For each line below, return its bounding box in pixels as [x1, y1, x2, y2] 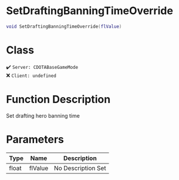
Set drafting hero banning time [6, 112, 80, 119]
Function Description [6, 92, 111, 106]
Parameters [6, 132, 65, 146]
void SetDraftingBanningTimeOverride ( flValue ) [6, 24, 122, 29]
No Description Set [53, 164, 107, 172]
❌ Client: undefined [6, 72, 57, 79]
